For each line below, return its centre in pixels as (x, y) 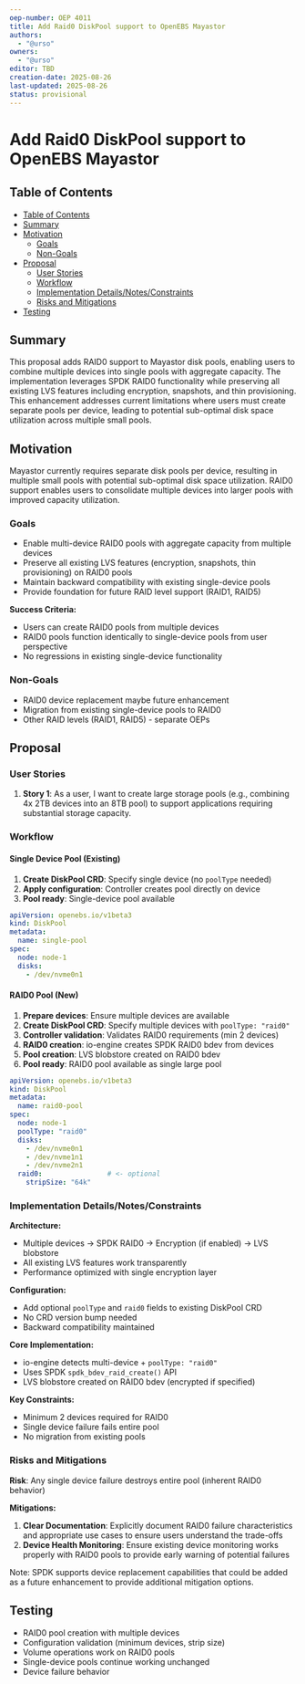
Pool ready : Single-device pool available (99, 898)
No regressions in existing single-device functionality (122, 656)
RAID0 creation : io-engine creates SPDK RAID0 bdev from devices (148, 1044)
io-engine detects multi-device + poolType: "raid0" (120, 1363)
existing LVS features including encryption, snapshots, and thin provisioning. (153, 391)
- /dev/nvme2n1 (55, 1166)
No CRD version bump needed (80, 1318)
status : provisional (49, 94)
